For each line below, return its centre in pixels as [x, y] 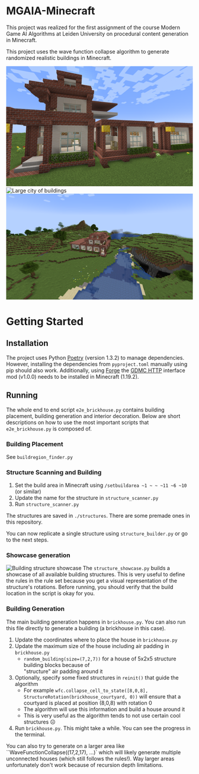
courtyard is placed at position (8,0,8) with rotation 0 [88, 703]
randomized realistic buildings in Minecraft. [59, 58]
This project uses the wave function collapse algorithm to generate [88, 51]
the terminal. [30, 734]
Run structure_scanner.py [47, 504]
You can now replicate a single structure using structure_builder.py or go [97, 534]
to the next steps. [28, 540]
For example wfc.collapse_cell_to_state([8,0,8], [86, 690]
